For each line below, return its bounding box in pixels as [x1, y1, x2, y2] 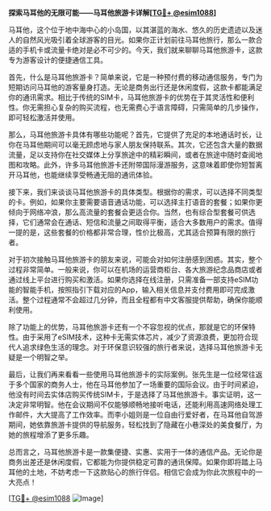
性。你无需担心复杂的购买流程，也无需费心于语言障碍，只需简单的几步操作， [8, 102, 263, 112]
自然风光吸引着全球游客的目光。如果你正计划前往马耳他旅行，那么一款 [22, 35, 256, 44]
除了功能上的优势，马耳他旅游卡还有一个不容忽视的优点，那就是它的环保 [8, 322, 248, 331]
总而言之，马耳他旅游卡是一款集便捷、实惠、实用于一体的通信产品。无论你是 [8, 447, 263, 456]
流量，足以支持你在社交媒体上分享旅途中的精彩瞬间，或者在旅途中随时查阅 [8, 150, 256, 160]
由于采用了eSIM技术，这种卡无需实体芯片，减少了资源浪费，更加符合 [22, 332, 252, 342]
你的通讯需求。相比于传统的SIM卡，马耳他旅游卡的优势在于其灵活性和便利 [8, 93, 255, 102]
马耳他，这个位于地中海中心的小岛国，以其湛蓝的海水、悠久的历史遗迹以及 [8, 25, 256, 35]
